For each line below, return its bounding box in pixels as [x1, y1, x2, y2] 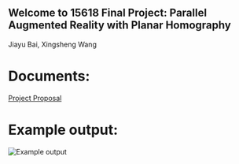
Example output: [8, 121, 119, 139]
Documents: [8, 67, 90, 85]
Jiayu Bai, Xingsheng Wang [8, 39, 97, 49]
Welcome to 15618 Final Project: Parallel [8, 6, 207, 20]
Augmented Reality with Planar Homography [8, 19, 232, 32]
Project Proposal [8, 93, 62, 102]
